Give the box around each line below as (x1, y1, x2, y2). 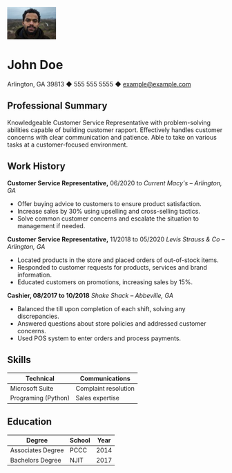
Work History (7, 160, 66, 172)
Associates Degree (10, 446, 64, 454)
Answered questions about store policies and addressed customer (17, 319, 206, 328)
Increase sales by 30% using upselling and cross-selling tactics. (17, 207, 200, 215)
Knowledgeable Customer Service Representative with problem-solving (7, 118, 211, 127)
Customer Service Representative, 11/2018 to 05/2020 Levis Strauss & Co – (7, 235, 225, 243)
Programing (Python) (10, 394, 70, 402)
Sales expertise (75, 394, 119, 402)
